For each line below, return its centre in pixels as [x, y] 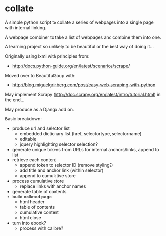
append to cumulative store [48, 175]
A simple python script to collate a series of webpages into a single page [79, 22]
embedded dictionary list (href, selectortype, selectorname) [81, 133]
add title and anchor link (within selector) [61, 170]
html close [30, 217]
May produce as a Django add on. [40, 109]
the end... [15, 100]
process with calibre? [41, 228]
